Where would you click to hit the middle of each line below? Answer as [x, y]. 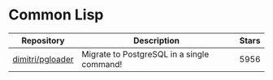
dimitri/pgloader [43, 59]
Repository [43, 40]
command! [102, 64]
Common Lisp [56, 15]
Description [157, 40]
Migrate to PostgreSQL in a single [145, 54]
